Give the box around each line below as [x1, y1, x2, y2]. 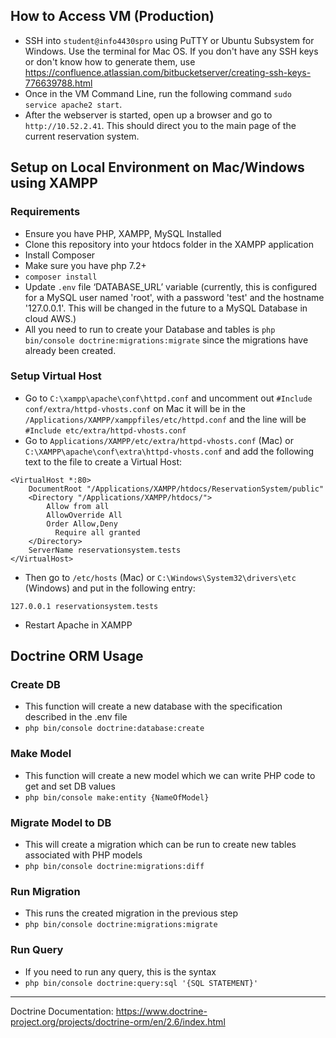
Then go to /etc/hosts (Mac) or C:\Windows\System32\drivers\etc [24, 571, 297, 583]
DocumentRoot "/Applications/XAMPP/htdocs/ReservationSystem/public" [28, 484, 325, 494]
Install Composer [24, 249, 96, 261]
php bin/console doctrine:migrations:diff [24, 862, 205, 872]
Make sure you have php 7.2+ [24, 259, 147, 271]
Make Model [10, 747, 72, 761]
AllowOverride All [46, 510, 123, 520]
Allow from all [46, 501, 110, 511]
